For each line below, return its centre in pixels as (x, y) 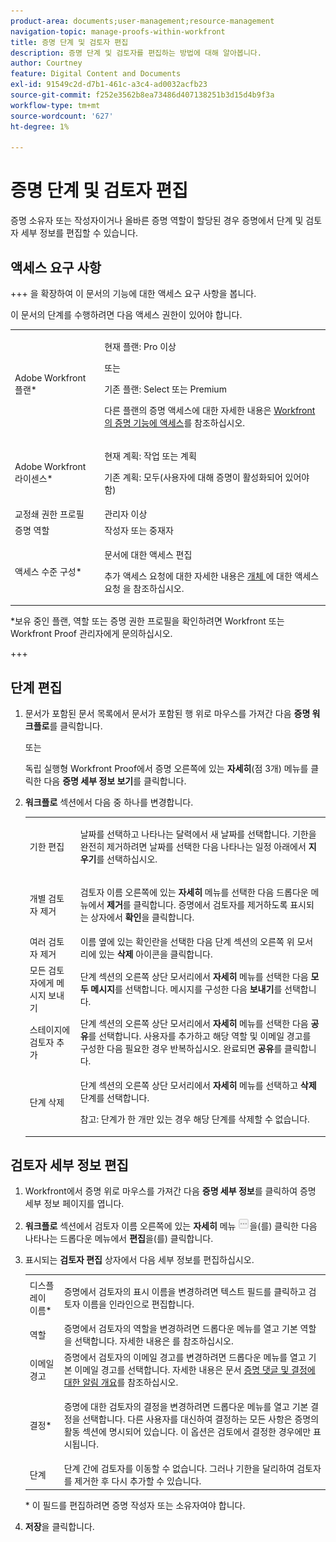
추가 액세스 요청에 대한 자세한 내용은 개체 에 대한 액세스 (212, 576)
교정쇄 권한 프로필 (49, 514)
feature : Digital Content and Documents (96, 74)
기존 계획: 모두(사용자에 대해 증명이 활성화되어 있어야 (207, 477)
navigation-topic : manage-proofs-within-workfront (118, 31)
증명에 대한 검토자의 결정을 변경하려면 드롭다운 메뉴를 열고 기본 (186, 1406)
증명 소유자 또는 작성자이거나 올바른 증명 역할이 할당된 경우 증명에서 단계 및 (157, 221)
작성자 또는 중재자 (139, 530)
